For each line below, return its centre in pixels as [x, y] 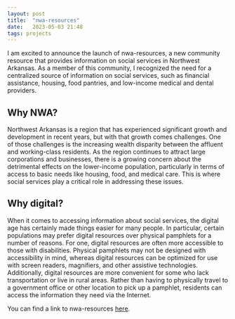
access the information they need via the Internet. [79, 294]
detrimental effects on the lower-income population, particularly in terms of [116, 167]
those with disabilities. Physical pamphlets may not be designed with [107, 250]
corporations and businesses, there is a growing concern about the [105, 159]
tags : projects [29, 33]
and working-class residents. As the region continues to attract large [106, 152]
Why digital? [35, 204]
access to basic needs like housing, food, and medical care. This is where [114, 174]
